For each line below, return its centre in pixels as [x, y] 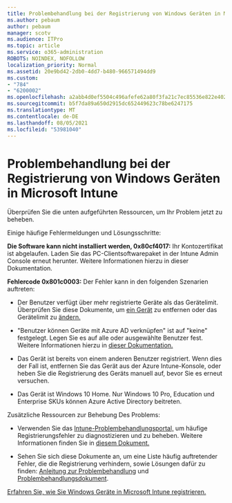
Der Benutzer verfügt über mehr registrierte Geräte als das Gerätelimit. [118, 302]
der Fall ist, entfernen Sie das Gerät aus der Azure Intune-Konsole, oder [119, 366]
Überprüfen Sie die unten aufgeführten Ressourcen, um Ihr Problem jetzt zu [115, 212]
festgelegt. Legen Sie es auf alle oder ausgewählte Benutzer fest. [110, 338]
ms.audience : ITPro [35, 39]
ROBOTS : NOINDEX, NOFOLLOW [46, 59]
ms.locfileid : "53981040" [44, 129]
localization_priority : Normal [52, 65]
